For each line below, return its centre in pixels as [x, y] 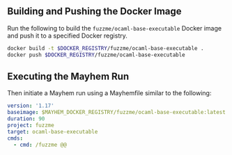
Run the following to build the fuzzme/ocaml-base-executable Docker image [114, 28]
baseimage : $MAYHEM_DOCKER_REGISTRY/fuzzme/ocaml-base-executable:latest [117, 113]
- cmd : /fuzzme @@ [40, 145]
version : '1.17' [31, 106]
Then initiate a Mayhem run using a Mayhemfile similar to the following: [109, 93]
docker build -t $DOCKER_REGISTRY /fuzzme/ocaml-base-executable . [106, 48]
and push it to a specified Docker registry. [67, 35]
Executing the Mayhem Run [68, 76]
